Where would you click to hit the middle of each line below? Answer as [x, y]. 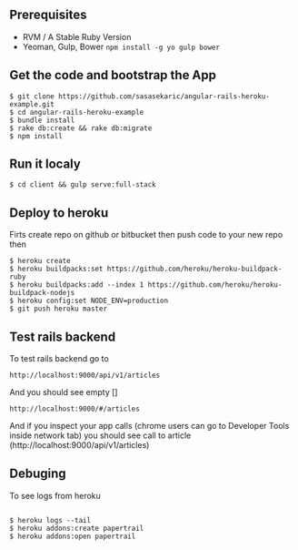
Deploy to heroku [59, 213]
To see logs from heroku [55, 495]
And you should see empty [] [64, 392]
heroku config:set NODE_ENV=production [93, 301]
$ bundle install [42, 120]
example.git [32, 104]
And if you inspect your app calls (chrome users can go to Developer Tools [149, 426]
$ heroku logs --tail [50, 520]
